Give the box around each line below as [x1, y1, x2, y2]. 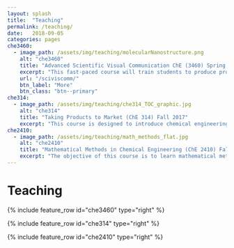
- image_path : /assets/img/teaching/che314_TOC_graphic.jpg [13, 101, 192, 108]
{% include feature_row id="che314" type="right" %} [7, 219, 160, 227]
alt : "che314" [19, 107, 61, 114]
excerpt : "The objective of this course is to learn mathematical [19, 153, 217, 160]
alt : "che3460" [19, 56, 64, 63]
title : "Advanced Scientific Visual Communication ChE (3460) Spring [19, 62, 226, 69]
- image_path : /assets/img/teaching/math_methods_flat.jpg [13, 133, 189, 140]
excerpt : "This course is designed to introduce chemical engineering [19, 120, 229, 127]
